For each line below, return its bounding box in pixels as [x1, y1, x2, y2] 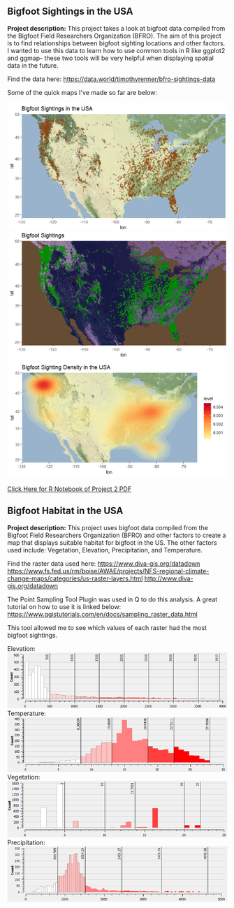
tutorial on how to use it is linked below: [7, 602, 122, 610]
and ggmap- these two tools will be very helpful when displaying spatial [7, 54, 214, 62]
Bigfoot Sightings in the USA [7, 6, 133, 17]
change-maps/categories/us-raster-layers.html [7, 574, 143, 583]
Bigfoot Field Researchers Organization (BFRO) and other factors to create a [7, 531, 226, 539]
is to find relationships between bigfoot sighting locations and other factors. [7, 38, 226, 47]
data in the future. [7, 61, 59, 69]
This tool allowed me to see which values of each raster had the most [7, 623, 207, 631]
